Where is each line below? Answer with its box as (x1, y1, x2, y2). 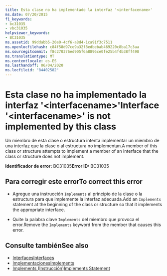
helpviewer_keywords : (5, 30, 50, 35)
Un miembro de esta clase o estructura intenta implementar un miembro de (5, 137, 160, 143)
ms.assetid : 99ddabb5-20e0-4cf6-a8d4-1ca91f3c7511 (5, 40, 113, 45)
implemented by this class (5, 121, 116, 132)
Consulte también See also (5, 242, 89, 250)
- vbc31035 (5, 26, 28, 31)
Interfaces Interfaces (12, 255, 54, 261)
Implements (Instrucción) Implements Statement (12, 265, 111, 271)
